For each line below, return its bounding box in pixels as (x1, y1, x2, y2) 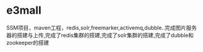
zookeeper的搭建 (6, 39, 50, 46)
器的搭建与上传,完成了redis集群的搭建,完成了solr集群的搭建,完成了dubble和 (6, 31, 194, 39)
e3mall (6, 4, 41, 17)
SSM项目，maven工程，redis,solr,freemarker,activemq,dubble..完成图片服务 (6, 24, 197, 31)
